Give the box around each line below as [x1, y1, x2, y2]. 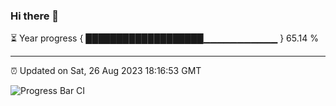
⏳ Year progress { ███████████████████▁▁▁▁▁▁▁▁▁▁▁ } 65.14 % [10, 32, 319, 44]
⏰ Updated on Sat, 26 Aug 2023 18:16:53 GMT [10, 65, 202, 77]
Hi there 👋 [10, 9, 60, 23]
